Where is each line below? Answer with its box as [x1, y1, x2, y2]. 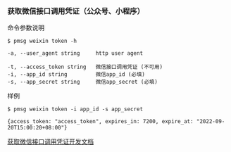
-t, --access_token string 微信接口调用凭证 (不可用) [7, 63, 163, 71]
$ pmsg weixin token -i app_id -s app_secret [7, 106, 143, 113]
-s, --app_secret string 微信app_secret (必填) [7, 79, 158, 86]
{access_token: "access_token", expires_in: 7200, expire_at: [7, 118, 194, 125]
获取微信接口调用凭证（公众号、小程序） [7, 6, 144, 15]
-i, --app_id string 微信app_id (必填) [7, 71, 146, 78]
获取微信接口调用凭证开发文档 [7, 137, 94, 146]
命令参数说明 [7, 23, 44, 32]
